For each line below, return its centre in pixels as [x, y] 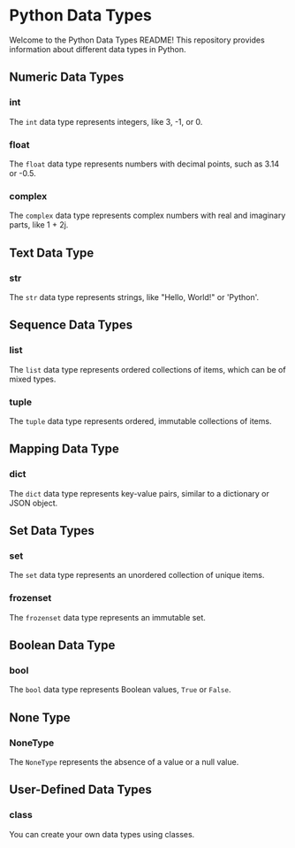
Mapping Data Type [64, 449]
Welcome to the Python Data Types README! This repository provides [137, 40]
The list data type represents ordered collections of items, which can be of [147, 369]
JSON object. [34, 503]
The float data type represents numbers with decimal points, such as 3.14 [144, 164]
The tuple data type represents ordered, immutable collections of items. [140, 420]
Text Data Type [52, 253]
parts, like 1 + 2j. [39, 225]
